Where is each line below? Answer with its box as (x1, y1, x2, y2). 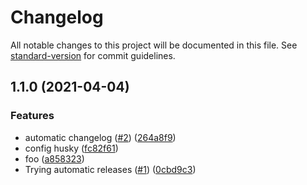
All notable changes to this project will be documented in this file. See (10, 39, 298, 51)
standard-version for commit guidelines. (10, 49, 176, 61)
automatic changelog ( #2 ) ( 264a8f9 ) (24, 131, 177, 143)
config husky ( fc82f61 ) (24, 142, 119, 154)
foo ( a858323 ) (24, 152, 85, 165)
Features (10, 109, 55, 123)
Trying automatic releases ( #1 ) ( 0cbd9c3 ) (24, 163, 197, 175)
